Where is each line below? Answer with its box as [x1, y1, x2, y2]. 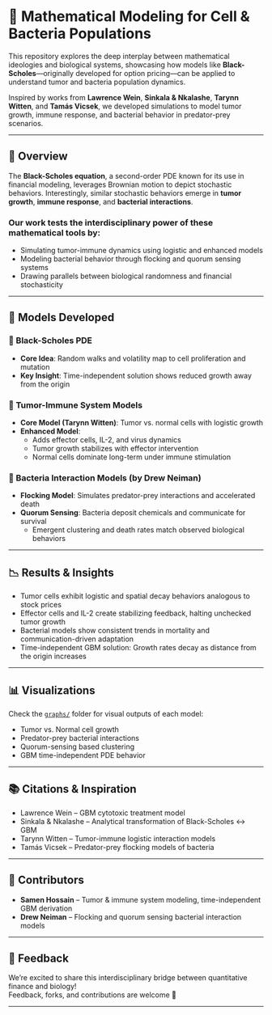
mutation [19, 362, 50, 371]
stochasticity [19, 280, 63, 290]
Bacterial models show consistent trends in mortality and [19, 626, 210, 636]
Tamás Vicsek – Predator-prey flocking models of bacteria [19, 842, 215, 852]
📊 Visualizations [8, 683, 96, 697]
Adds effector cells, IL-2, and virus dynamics [32, 435, 182, 445]
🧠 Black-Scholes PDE [8, 335, 93, 346]
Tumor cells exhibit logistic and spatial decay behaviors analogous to [19, 591, 251, 601]
